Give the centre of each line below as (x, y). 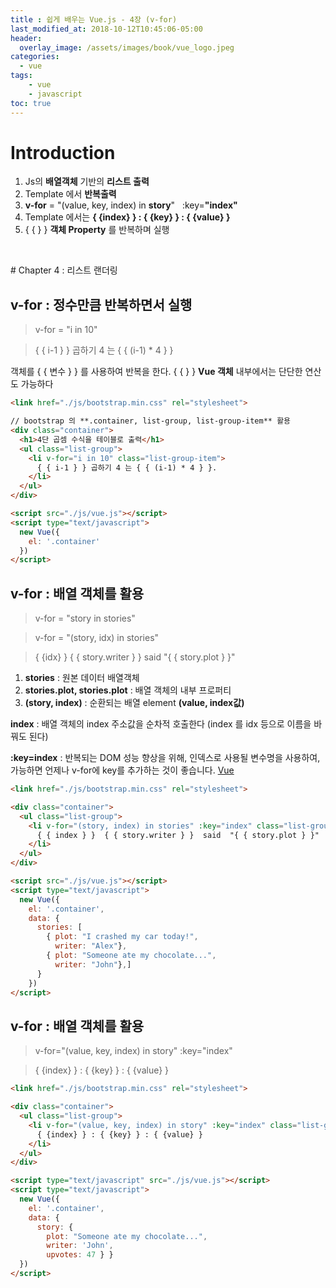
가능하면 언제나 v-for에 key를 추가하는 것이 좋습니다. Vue (122, 770)
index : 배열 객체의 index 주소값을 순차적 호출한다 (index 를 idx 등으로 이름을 (161, 724)
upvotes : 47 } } (80, 1255)
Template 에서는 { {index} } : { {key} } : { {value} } (127, 217)
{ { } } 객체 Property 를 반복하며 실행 (97, 230)
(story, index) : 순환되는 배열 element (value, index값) (134, 703)
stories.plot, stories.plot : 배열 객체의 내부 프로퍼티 (128, 690)
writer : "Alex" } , (91, 946)
